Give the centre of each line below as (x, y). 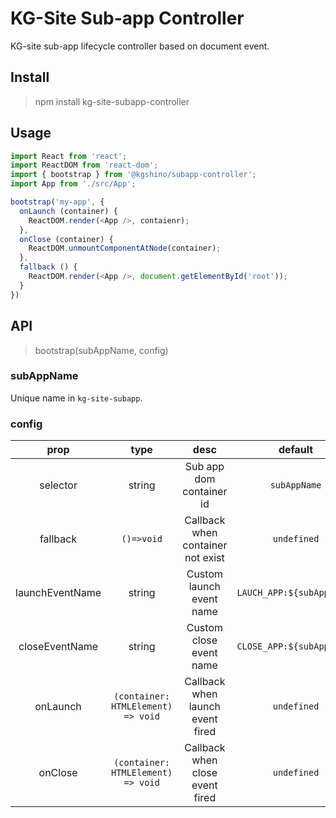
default (296, 450)
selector (58, 485)
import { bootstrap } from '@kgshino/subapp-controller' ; (133, 175)
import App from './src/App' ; (73, 184)
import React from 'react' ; (69, 156)
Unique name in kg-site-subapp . (76, 398)
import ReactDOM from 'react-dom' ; (84, 165)
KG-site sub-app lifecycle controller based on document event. (140, 46)
